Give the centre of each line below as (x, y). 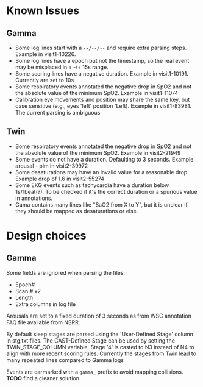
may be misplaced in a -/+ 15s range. (62, 67)
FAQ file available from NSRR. (43, 322)
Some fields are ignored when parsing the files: (66, 272)
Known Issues (43, 11)
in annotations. (34, 198)
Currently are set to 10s (45, 80)
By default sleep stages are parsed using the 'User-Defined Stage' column (100, 334)
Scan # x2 (28, 291)
